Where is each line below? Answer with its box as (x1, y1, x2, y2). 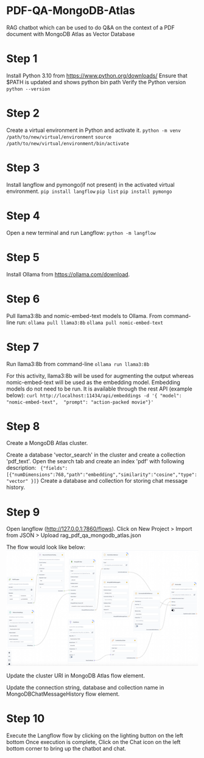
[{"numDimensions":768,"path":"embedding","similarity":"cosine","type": (6, 472, 198, 478)
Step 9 (6, 505, 40, 519)
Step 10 (6, 712, 45, 725)
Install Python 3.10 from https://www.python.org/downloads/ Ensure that (6, 71, 188, 79)
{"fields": (40, 465, 68, 472)
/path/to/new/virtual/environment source (6, 134, 111, 140)
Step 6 (6, 292, 40, 306)
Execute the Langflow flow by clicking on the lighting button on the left (6, 732, 184, 739)
